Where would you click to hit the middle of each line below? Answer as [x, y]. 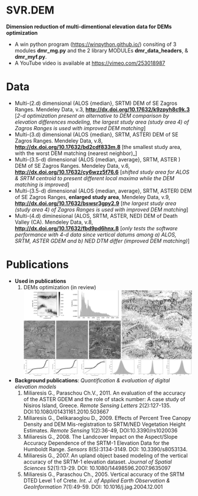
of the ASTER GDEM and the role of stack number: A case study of [104, 399]
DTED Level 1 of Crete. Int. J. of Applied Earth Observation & [97, 481]
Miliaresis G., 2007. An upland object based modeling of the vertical [105, 456]
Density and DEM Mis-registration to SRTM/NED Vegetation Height [104, 424]
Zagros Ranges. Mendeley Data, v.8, [59, 140]
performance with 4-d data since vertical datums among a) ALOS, [95, 234]
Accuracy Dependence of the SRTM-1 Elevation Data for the [96, 443]
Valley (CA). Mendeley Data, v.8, [54, 222]
